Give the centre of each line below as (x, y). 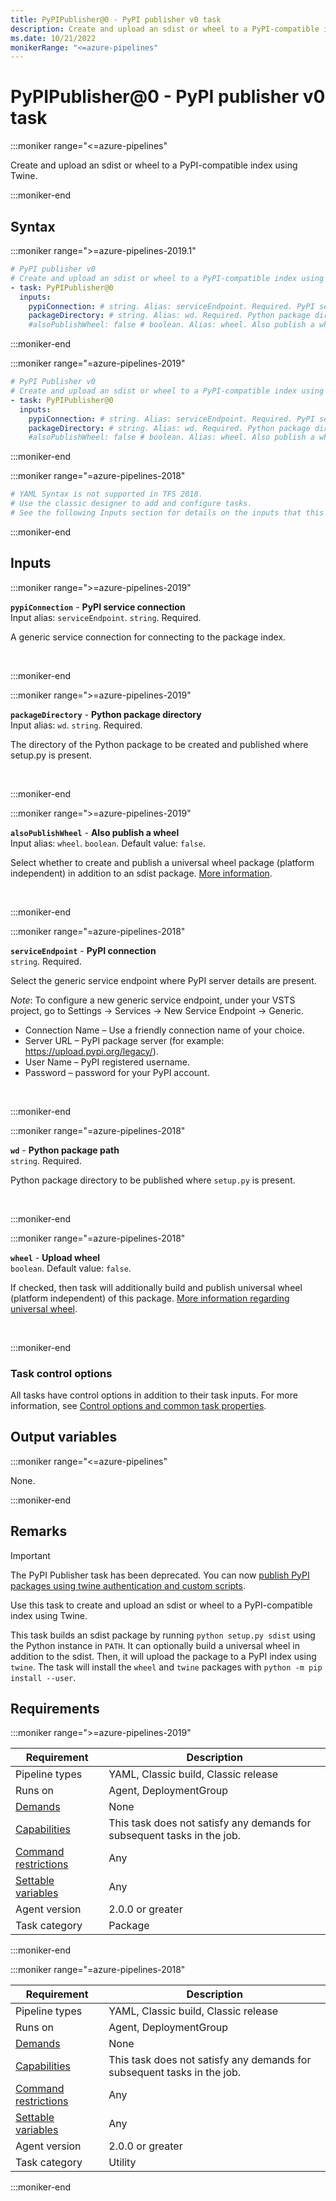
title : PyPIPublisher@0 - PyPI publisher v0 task (116, 19)
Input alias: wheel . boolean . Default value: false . (108, 843)
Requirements (55, 1709)
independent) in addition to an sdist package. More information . (141, 873)
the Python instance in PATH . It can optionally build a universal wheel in (155, 1645)
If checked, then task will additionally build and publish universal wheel (156, 1287)
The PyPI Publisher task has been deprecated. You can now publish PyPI (160, 1575)
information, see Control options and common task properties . (138, 1405)
